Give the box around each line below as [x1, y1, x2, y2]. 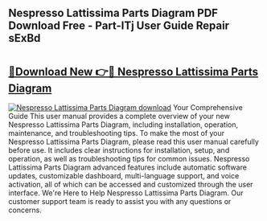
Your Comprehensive [172, 103, 243, 112]
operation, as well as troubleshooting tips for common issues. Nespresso [8, 154, 250, 163]
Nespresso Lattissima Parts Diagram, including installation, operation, [8, 120, 239, 129]
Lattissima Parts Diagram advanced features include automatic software [8, 162, 248, 172]
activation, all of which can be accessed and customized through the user [8, 180, 253, 189]
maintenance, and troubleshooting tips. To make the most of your [8, 129, 225, 137]
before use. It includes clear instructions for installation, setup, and [8, 145, 230, 155]
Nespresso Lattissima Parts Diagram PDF [8, 6, 219, 20]
